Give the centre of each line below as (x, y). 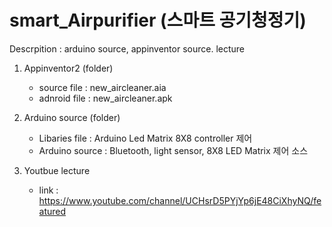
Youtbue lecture (57, 170)
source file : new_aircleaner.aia (102, 87)
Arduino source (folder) (72, 117)
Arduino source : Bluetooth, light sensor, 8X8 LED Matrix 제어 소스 (173, 150)
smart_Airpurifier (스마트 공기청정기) (158, 20)
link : (48, 190)
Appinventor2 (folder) (68, 68)
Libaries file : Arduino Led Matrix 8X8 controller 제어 (145, 138)
